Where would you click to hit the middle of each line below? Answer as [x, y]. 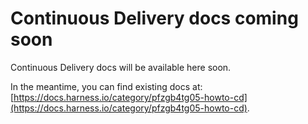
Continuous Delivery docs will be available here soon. [121, 67]
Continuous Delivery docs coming [154, 18]
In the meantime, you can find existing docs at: [106, 86]
